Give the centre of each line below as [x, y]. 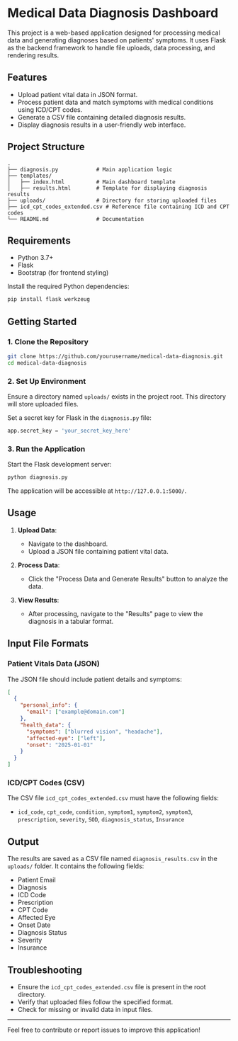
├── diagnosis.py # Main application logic [90, 169]
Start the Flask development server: [59, 465]
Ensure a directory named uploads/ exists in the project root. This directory [117, 396]
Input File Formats [48, 643]
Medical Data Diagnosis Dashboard [113, 13]
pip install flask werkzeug [49, 300]
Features [27, 78]
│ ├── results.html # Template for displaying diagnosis [107, 188]
